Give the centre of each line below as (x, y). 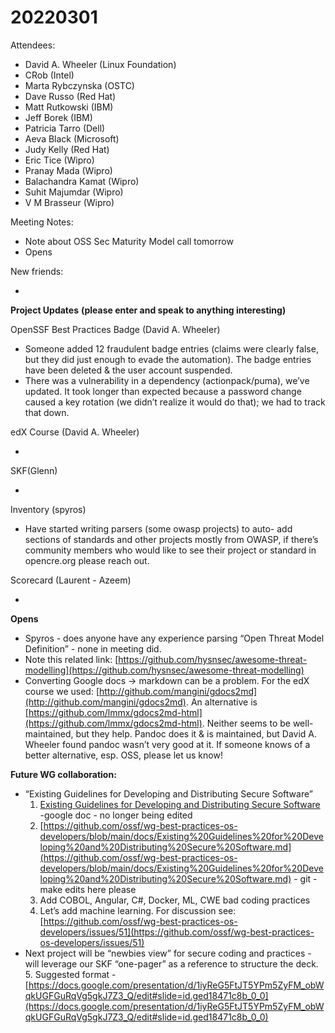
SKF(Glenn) (34, 470)
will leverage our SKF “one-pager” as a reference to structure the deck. (171, 963)
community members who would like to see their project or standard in (170, 550)
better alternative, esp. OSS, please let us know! (123, 755)
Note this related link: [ (71, 659)
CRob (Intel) (49, 75)
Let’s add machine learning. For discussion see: (138, 910)
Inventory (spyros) (48, 509)
